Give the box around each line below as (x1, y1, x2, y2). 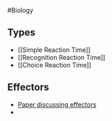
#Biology (7, 6, 34, 14)
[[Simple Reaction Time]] (17, 46, 91, 54)
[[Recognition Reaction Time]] (17, 53, 106, 61)
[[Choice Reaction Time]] (17, 60, 91, 69)
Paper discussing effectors (17, 100, 97, 109)
